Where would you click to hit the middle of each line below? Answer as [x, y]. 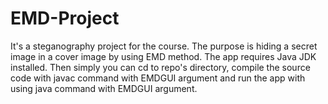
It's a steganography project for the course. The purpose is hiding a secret [164, 46]
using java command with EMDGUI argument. [104, 88]
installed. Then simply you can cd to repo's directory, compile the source [160, 67]
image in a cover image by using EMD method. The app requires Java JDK [163, 56]
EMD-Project [65, 18]
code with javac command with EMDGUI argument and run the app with [158, 78]
